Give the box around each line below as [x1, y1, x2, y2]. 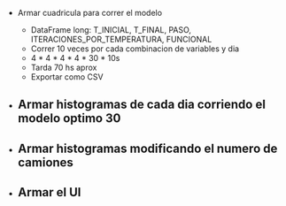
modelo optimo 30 [17, 111, 121, 126]
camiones [17, 155, 73, 170]
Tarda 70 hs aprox [30, 62, 97, 72]
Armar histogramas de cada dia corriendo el [17, 97, 266, 112]
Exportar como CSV [30, 72, 104, 82]
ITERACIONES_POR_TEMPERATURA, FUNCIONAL [30, 34, 213, 44]
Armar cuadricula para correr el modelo [17, 8, 162, 18]
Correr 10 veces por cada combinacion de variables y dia [30, 43, 240, 54]
